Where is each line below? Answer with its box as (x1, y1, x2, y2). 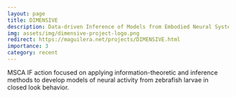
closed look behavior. (7, 83, 70, 91)
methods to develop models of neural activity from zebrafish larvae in (7, 75, 209, 84)
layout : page (7, 10, 46, 17)
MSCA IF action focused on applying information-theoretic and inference (7, 68, 218, 77)
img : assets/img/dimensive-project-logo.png (7, 29, 140, 37)
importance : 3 (7, 43, 49, 50)
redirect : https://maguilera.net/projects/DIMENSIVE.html (7, 36, 181, 43)
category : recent (7, 50, 58, 57)
